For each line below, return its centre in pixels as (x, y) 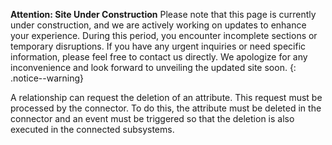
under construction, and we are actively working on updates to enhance (158, 25)
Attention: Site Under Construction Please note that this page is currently (163, 14)
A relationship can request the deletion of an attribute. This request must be (166, 97)
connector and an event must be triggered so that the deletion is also (152, 118)
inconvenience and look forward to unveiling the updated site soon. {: (153, 67)
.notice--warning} (47, 78)
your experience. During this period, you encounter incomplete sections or (164, 35)
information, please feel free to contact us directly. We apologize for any (159, 57)
